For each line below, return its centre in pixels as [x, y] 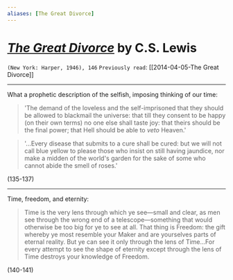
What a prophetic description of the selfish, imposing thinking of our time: [113, 94]
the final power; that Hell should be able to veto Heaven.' [105, 130]
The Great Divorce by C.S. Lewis [102, 47]
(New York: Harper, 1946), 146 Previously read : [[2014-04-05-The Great [113, 67]
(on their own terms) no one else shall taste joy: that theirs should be [122, 123]
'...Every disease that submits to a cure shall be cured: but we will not [123, 143]
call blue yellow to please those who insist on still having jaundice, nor [124, 150]
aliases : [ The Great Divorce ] [51, 14]
